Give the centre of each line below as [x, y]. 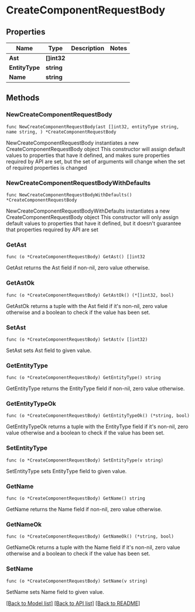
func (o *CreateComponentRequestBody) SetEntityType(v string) [85, 460]
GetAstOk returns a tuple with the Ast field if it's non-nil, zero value [87, 306]
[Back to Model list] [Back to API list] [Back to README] [73, 603]
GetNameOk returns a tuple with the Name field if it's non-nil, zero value [93, 548]
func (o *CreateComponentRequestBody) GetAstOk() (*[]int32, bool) [90, 295]
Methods [23, 98]
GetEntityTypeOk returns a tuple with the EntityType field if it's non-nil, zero [97, 427]
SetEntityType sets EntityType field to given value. [66, 471]
